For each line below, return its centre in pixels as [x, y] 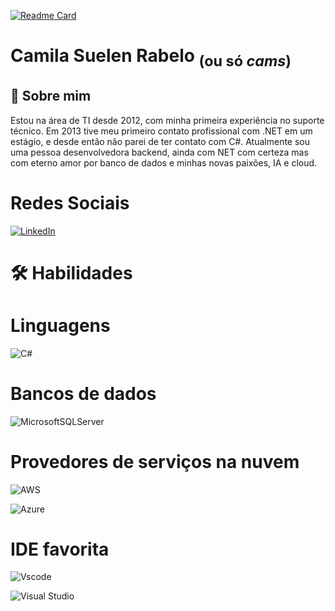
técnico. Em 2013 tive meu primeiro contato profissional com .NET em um [161, 131]
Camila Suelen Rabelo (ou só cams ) [151, 57]
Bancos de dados [83, 393]
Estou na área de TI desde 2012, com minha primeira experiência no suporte [167, 120]
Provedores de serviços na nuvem [155, 461]
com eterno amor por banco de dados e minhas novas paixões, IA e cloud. [164, 162]
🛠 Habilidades [71, 272]
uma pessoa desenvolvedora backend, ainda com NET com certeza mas [159, 152]
